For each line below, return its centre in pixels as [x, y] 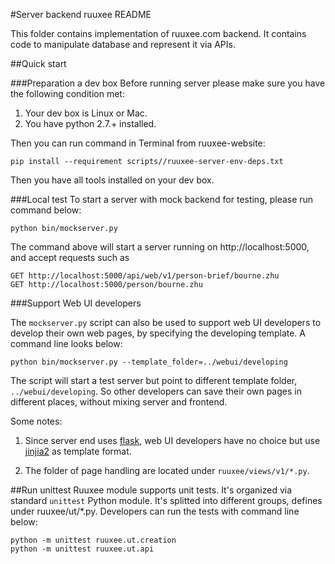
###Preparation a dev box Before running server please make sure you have [168, 83]
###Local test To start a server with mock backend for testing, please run [162, 199]
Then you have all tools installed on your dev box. [112, 180]
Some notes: [36, 421]
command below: [46, 210]
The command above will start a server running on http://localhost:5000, [160, 247]
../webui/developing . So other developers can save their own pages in [156, 391]
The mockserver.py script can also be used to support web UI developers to [166, 322]
